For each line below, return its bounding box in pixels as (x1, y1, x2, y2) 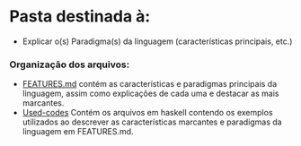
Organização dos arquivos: (9, 58, 130, 71)
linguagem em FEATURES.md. (22, 126, 134, 137)
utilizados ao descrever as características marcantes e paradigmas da (22, 116, 282, 127)
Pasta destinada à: (9, 6, 151, 27)
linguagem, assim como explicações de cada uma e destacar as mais (22, 88, 279, 99)
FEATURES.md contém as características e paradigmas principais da (22, 79, 278, 90)
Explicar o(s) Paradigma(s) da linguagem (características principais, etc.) (22, 36, 293, 47)
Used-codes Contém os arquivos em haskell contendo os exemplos (22, 107, 273, 118)
